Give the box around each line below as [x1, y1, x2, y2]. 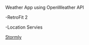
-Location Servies [5, 24, 43, 30]
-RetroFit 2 [5, 14, 28, 20]
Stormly [5, 34, 22, 40]
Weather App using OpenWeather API [5, 5, 84, 10]
